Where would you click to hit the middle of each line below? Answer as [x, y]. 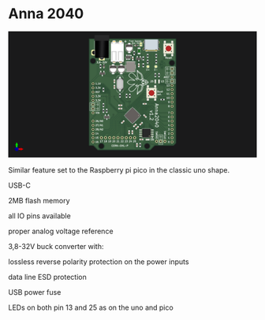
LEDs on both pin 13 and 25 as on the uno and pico [91, 307]
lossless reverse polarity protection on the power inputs [99, 262]
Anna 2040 [46, 14]
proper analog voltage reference [61, 231]
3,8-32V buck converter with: [56, 246]
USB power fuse [35, 292]
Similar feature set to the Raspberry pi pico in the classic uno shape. [119, 169]
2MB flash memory [39, 200]
